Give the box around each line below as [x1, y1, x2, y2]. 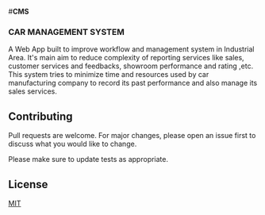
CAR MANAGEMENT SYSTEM [8, 26, 125, 37]
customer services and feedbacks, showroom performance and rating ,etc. [8, 61, 254, 71]
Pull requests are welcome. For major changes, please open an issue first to [8, 131, 256, 140]
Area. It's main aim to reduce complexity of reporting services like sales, [8, 53, 244, 63]
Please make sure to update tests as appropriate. [8, 155, 169, 164]
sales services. [8, 86, 58, 96]
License [8, 178, 48, 191]
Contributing [8, 109, 73, 123]
